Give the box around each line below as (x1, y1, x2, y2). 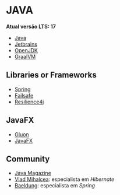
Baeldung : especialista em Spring (14, 182, 95, 189)
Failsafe (14, 92, 34, 99)
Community (6, 154, 50, 164)
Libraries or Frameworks (6, 70, 97, 80)
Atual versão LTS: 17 (6, 23, 57, 30)
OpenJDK (14, 46, 38, 53)
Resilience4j (14, 98, 44, 105)
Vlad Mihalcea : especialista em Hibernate (14, 176, 115, 183)
